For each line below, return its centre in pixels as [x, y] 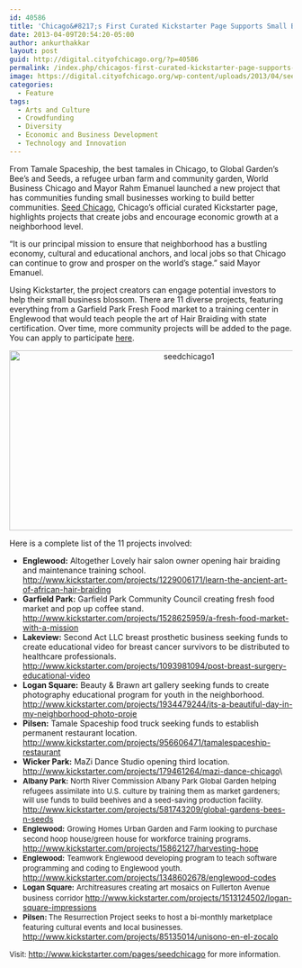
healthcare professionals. [69, 656]
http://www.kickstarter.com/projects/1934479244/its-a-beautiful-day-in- [157, 704]
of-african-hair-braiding [67, 589]
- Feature [36, 93]
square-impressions [59, 907]
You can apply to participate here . [72, 338]
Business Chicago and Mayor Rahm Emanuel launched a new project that [145, 188]
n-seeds [38, 819]
